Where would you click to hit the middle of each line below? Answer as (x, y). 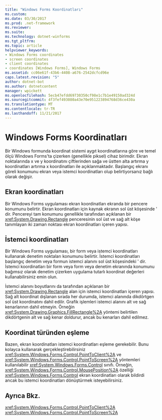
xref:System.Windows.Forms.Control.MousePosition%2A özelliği (69, 370)
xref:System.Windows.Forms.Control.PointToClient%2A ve (63, 354)
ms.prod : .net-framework (30, 23)
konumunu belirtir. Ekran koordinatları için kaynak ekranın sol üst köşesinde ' (81, 209)
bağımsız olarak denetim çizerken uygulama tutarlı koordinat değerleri (75, 272)
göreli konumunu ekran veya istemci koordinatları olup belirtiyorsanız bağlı (79, 171)
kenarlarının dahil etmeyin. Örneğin (40, 307)
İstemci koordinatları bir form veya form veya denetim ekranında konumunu (80, 267)
